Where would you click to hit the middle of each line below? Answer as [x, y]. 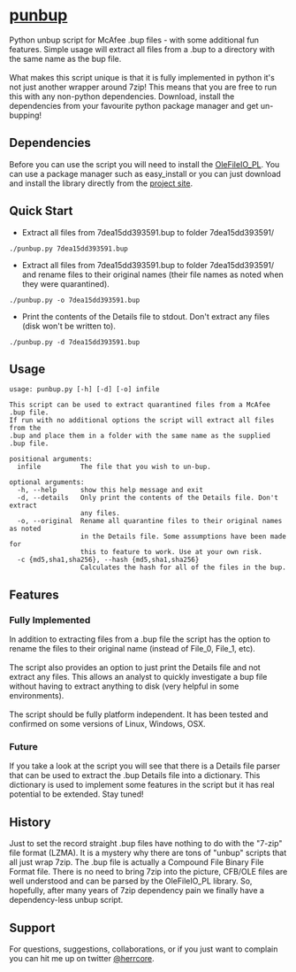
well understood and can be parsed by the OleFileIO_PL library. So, [131, 881]
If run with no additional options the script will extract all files [142, 420]
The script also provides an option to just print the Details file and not [135, 667]
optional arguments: [47, 482]
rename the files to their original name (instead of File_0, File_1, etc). [133, 649]
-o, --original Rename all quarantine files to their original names [150, 521]
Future [23, 746]
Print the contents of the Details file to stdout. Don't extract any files [146, 316]
